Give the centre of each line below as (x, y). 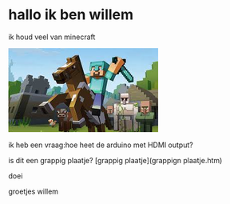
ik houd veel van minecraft (52, 37)
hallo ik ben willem (71, 15)
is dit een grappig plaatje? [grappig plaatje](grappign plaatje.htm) (115, 160)
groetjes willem (33, 191)
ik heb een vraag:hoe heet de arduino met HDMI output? (101, 145)
